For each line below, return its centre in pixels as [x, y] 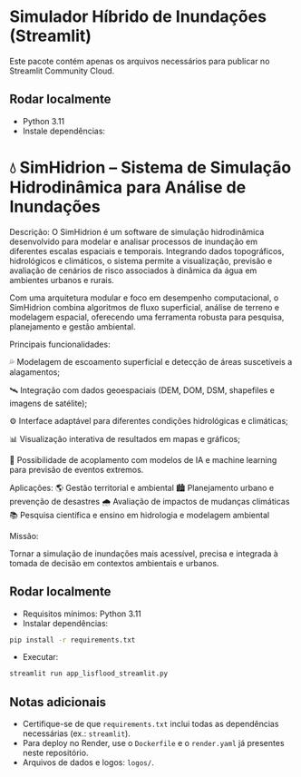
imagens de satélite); [49, 403]
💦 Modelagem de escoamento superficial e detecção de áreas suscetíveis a [151, 361]
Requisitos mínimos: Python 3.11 [82, 614]
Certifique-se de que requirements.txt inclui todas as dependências [150, 724]
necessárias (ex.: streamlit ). [77, 733]
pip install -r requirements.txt [73, 640]
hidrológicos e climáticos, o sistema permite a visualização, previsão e [141, 261]
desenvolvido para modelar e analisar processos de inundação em [134, 241]
